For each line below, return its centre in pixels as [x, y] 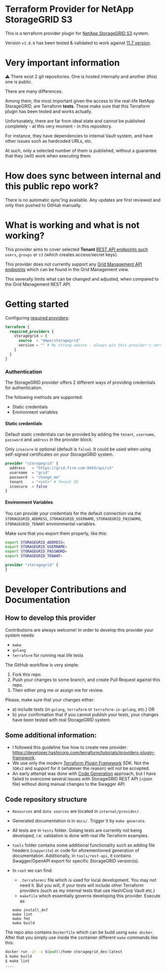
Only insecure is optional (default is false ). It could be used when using [78, 449]
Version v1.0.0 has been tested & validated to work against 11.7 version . [78, 42]
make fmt [21, 919]
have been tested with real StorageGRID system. [62, 720]
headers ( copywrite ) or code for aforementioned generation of [76, 850]
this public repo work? [52, 186]
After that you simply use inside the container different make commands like [82, 937]
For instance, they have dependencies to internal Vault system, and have [79, 136]
